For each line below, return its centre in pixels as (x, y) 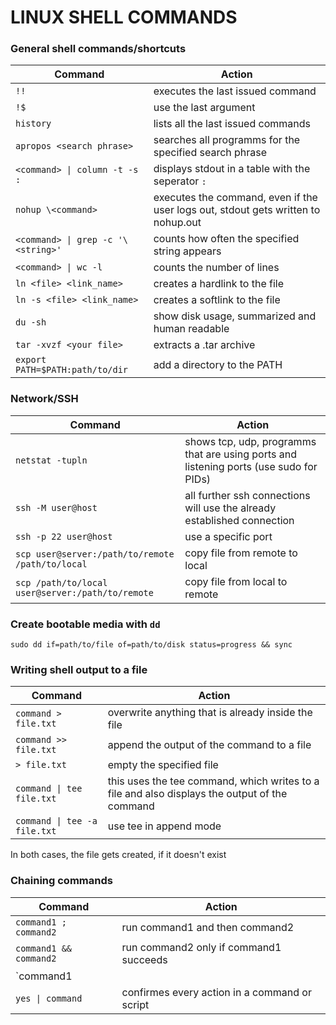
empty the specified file (163, 765)
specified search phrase (210, 153)
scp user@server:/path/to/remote (95, 554)
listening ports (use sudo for (251, 466)
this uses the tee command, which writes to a (213, 781)
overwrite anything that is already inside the (210, 713)
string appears (187, 251)
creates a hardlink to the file (219, 284)
